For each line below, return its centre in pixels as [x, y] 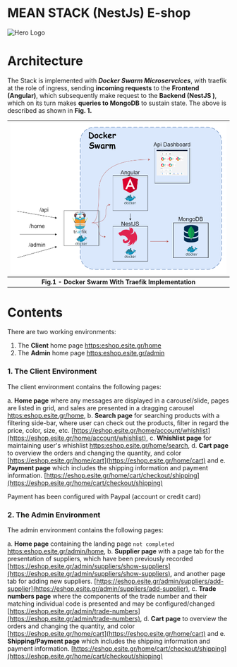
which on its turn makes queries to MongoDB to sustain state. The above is [117, 103]
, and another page [198, 573]
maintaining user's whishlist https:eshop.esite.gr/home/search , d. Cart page [118, 445]
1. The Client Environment [52, 372]
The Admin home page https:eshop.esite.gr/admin [91, 353]
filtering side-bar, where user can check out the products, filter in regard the [118, 423]
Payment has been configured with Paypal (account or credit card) [104, 496]
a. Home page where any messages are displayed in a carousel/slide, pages [118, 400]
